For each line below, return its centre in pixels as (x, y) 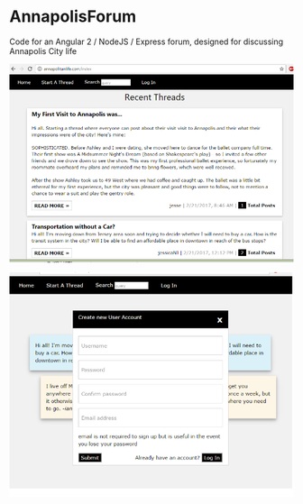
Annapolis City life (43, 50)
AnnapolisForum (73, 17)
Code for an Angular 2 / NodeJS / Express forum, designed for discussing (147, 41)
